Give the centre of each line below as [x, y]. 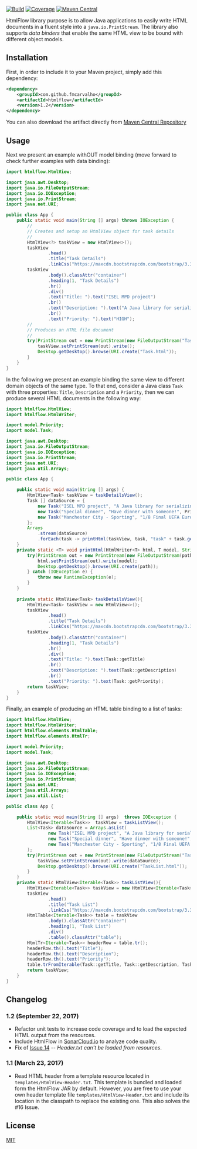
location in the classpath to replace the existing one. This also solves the [102, 1101]
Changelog [27, 1000]
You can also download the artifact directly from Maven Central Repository [96, 122]
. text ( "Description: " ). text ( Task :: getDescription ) [112, 670]
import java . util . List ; [35, 796]
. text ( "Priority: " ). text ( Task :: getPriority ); [106, 681]
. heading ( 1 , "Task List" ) [79, 926]
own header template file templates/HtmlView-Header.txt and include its [102, 1094]
